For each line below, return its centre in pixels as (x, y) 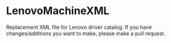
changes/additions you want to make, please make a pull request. (86, 33)
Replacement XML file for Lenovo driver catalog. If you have (79, 27)
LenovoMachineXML (58, 11)
